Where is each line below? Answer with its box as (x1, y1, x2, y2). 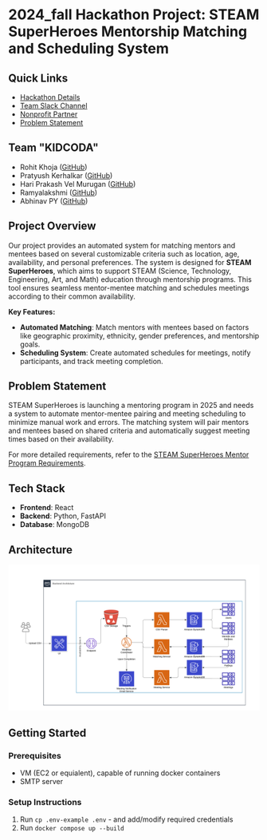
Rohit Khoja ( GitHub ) (19, 162, 88, 172)
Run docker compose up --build (19, 823, 125, 833)
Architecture (8, 543, 73, 557)
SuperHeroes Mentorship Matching (8, 22, 248, 41)
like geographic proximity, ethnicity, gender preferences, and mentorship (19, 331, 260, 340)
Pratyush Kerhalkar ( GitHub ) (19, 170, 113, 180)
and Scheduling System (8, 40, 169, 57)
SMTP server (19, 777, 64, 787)
